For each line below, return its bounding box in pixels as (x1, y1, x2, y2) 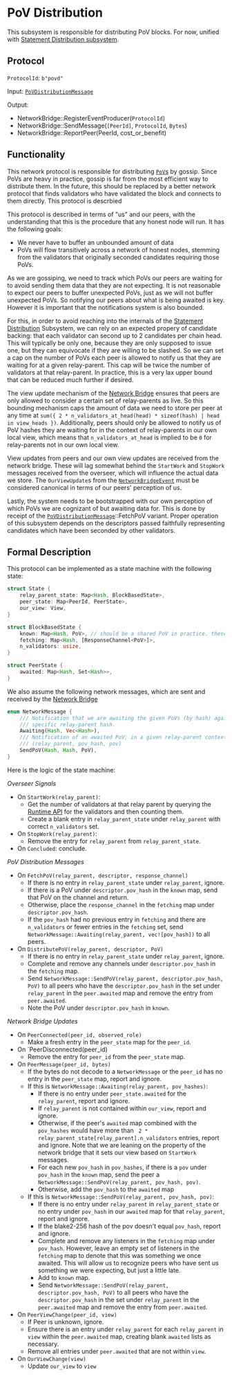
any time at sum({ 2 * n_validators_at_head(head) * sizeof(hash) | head (7, 411, 220, 419)
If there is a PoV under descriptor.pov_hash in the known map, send (27, 886, 218, 894)
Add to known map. (37, 1273, 90, 1281)
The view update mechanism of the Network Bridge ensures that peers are (7, 389, 220, 397)
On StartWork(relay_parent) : (17, 792, 101, 801)
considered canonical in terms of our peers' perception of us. (7, 483, 182, 491)
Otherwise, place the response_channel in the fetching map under (27, 900, 215, 909)
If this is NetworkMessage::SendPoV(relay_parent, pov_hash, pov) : (27, 1192, 215, 1200)
